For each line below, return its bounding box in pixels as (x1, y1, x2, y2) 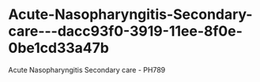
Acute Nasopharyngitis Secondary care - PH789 (8, 65, 166, 74)
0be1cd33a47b (8, 39, 109, 57)
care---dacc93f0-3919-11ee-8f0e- (8, 22, 243, 40)
